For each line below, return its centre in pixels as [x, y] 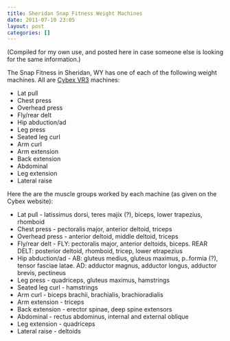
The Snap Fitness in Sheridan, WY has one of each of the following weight [112, 73]
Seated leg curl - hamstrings [57, 287]
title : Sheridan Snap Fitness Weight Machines [75, 13]
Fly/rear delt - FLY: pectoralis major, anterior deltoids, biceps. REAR [112, 244]
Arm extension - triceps [50, 302]
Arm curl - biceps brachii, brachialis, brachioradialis [90, 295]
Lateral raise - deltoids [49, 331]
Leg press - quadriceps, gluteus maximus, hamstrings [93, 280]
